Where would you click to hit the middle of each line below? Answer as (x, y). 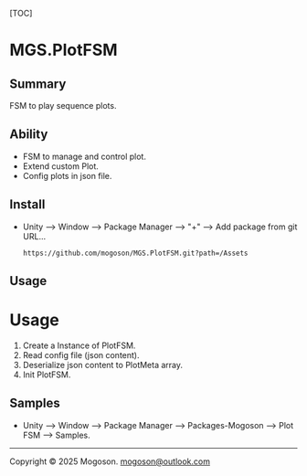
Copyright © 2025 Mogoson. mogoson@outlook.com (110, 461)
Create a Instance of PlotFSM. (79, 345)
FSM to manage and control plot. (84, 156)
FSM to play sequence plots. (63, 106)
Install (27, 205)
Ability (29, 135)
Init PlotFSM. (47, 375)
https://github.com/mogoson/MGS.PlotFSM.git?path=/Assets (135, 253)
